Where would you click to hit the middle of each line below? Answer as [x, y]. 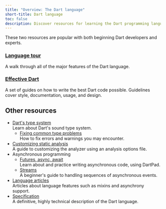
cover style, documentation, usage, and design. [54, 95]
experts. [14, 43]
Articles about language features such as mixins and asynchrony [78, 185]
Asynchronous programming [41, 154]
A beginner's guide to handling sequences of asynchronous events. [88, 175]
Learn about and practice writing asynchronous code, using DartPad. [90, 165]
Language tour [23, 56]
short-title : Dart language [34, 14]
